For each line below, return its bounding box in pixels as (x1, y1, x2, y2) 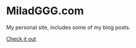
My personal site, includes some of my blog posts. (6, 24, 131, 31)
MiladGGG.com (6, 4, 84, 18)
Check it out (6, 35, 37, 42)
